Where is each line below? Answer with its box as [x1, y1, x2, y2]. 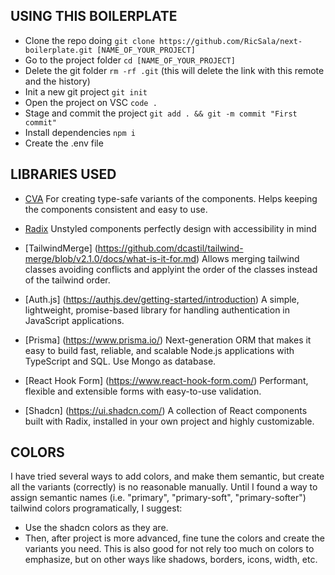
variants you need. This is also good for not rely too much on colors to [24, 543, 315, 555]
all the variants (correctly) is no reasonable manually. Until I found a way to [10, 481, 318, 493]
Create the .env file [24, 137, 104, 149]
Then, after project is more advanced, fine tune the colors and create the [24, 532, 325, 544]
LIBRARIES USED [10, 166, 117, 183]
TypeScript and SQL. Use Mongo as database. [24, 355, 217, 367]
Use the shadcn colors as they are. [24, 522, 169, 534]
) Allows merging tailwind [196, 252, 300, 264]
